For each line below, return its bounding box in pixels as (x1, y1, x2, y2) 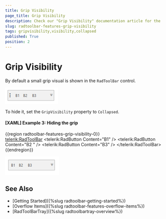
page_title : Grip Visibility (5, 13, 65, 18)
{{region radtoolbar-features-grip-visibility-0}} (5, 131, 100, 137)
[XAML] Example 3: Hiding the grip (5, 120, 78, 126)
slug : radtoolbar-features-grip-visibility (5, 24, 97, 29)
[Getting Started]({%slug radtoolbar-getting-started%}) (12, 198, 126, 204)
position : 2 (5, 40, 30, 45)
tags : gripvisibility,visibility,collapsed (5, 29, 97, 34)
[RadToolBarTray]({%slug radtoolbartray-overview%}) (12, 208, 123, 214)
